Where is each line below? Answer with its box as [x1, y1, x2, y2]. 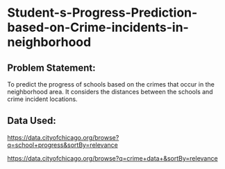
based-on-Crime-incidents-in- [7, 19, 189, 35]
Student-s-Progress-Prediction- [7, 5, 198, 21]
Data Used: [7, 115, 57, 127]
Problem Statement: [7, 62, 96, 73]
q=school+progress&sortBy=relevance [7, 141, 118, 149]
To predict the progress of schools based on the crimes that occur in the [7, 80, 215, 88]
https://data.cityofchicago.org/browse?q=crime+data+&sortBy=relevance [7, 154, 218, 162]
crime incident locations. [7, 95, 78, 103]
